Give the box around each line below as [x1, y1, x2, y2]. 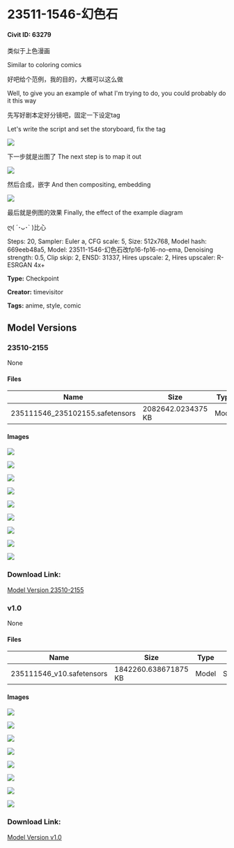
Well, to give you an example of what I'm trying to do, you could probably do [7, 89, 226, 98]
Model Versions [7, 322, 77, 333]
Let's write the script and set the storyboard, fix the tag [7, 125, 166, 134]
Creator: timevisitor [7, 288, 64, 296]
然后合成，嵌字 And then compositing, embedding [7, 180, 151, 189]
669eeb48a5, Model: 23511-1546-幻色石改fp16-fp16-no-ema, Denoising [7, 245, 214, 254]
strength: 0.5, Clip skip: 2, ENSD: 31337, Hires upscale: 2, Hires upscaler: [7, 253, 216, 262]
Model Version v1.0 [7, 833, 62, 841]
